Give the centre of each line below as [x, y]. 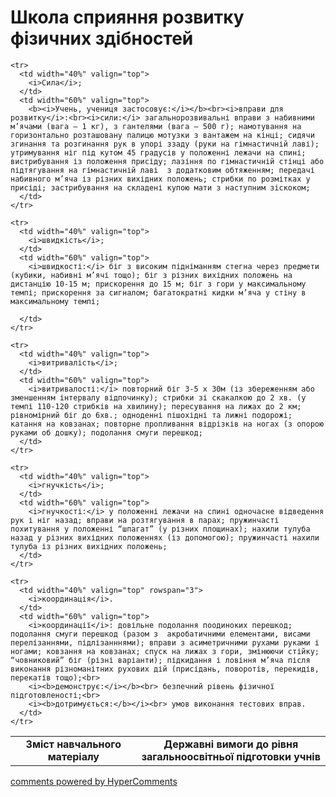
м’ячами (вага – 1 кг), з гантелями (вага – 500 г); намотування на [156, 126]
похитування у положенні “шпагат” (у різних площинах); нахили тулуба [160, 529]
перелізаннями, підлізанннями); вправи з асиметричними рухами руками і [165, 642]
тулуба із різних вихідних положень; [89, 546]
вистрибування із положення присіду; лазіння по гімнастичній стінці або [167, 161]
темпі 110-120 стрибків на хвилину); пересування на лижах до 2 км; [156, 406]
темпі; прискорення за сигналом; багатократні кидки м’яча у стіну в [158, 292]
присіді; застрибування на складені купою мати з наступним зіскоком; [160, 187]
